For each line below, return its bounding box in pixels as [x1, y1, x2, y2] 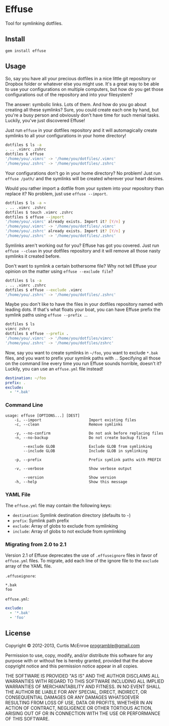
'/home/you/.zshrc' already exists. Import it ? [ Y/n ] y [5, 229, 125, 234]
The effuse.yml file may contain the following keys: [5, 502, 112, 508]
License [5, 629, 31, 638]
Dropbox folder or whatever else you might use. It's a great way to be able [5, 81, 159, 87]
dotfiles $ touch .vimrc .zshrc [5, 210, 73, 215]
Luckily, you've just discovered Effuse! [5, 117, 85, 123]
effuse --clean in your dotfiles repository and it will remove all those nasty [5, 247, 160, 253]
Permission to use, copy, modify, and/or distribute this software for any [5, 652, 153, 658]
